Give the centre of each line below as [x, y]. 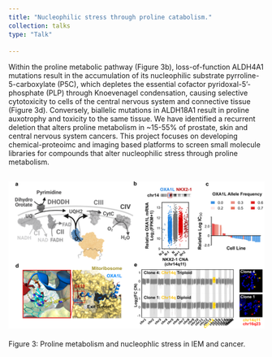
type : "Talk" [30, 34]
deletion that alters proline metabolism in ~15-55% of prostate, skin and [128, 128]
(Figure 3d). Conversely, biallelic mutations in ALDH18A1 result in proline [129, 111]
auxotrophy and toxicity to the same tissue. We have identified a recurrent [132, 119]
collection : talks [39, 26]
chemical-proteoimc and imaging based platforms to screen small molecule [135, 145]
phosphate [26, 93]
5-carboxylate [32, 85]
